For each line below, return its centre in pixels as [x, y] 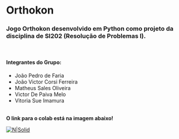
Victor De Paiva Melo [40, 94]
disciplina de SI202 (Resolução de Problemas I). [76, 36]
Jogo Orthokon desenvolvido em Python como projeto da [90, 29]
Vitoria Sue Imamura [40, 100]
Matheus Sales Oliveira [43, 88]
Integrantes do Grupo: [34, 62]
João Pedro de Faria [39, 75]
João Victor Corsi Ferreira [46, 82]
